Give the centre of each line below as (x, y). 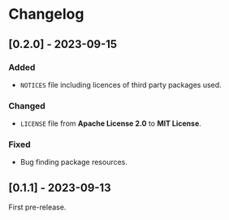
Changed (27, 106)
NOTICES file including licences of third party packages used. (121, 84)
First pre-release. (37, 207)
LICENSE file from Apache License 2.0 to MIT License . (110, 123)
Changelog (46, 14)
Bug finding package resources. (74, 162)
